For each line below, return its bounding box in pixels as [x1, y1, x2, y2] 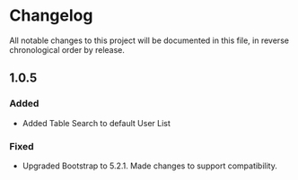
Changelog [9, 5, 93, 26]
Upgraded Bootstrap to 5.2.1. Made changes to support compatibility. [22, 160, 278, 171]
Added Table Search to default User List [22, 117, 171, 128]
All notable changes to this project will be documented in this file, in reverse [9, 35, 290, 46]
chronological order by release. [9, 44, 126, 55]
